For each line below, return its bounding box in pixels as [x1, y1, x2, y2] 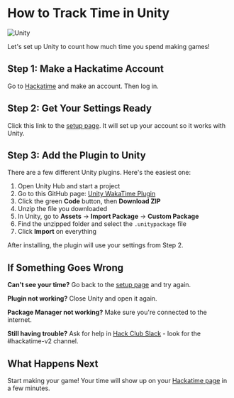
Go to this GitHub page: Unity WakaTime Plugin [17, 190, 156, 198]
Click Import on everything [17, 227, 97, 236]
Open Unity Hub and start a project [17, 182, 121, 190]
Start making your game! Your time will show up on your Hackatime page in [7, 377, 228, 384]
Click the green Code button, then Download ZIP [17, 197, 161, 205]
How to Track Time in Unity [7, 5, 170, 21]
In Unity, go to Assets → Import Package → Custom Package [17, 212, 199, 221]
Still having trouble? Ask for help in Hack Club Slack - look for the [7, 329, 201, 338]
